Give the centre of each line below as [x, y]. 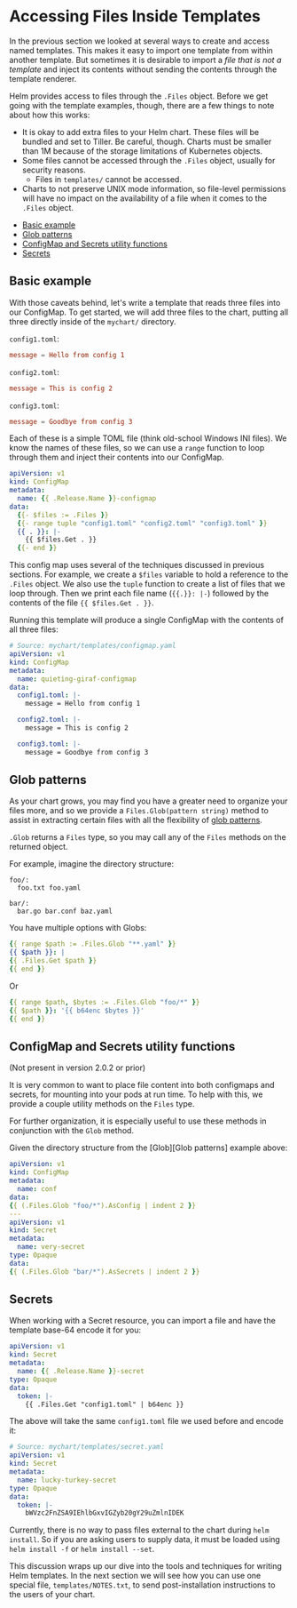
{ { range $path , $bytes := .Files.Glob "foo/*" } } [105, 1002]
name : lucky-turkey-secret [67, 1480]
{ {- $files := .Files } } [63, 515]
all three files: [34, 629]
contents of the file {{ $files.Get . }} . [82, 603]
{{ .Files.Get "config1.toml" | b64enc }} [105, 1404]
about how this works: [50, 115]
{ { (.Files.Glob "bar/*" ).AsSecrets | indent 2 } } [105, 1272]
